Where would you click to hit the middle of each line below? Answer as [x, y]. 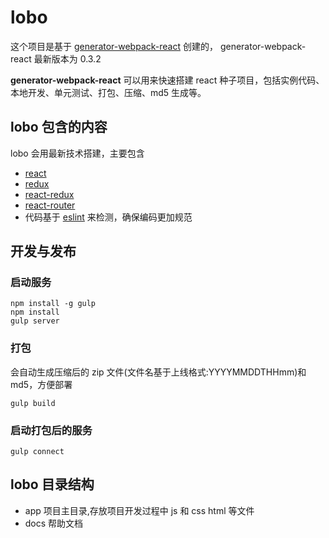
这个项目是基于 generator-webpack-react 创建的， [114, 46]
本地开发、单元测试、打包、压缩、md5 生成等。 [108, 92]
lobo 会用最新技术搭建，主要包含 [77, 153]
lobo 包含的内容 [59, 127]
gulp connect [37, 452]
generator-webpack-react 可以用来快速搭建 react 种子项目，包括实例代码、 [167, 80]
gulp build [33, 403]
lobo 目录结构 [52, 484]
